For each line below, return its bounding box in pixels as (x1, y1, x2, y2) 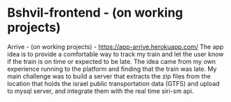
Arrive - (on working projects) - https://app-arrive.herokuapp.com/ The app (7, 42, 224, 51)
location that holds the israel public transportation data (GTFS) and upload (7, 79, 221, 87)
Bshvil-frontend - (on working (7, 5, 183, 21)
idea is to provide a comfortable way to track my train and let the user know (7, 50, 224, 58)
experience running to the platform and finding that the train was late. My (7, 65, 217, 73)
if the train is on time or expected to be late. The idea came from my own (7, 57, 216, 65)
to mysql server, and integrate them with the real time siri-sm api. (7, 87, 194, 95)
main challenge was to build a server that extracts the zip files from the (7, 71, 211, 80)
